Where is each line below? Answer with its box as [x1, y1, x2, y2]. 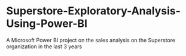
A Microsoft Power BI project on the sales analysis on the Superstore [6, 36, 175, 43]
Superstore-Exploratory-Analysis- [6, 4, 181, 18]
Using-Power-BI [6, 17, 88, 30]
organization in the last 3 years [6, 43, 83, 50]
